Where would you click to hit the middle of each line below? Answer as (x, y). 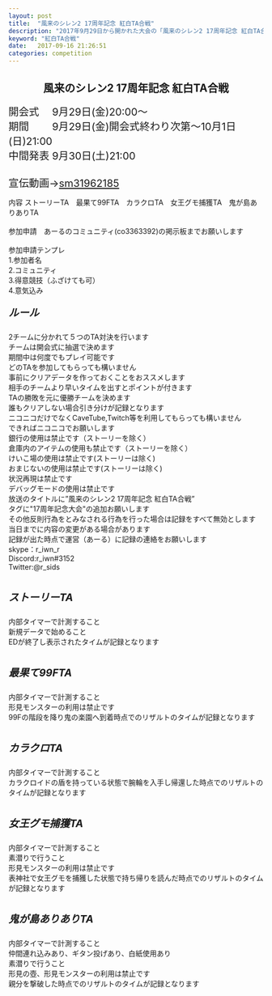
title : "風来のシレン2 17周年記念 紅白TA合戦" (82, 23)
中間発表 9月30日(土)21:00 (72, 156)
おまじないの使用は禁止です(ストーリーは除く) (86, 468)
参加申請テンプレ (37, 250)
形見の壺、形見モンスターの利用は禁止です (79, 973)
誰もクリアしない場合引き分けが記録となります (86, 407)
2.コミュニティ (33, 270)
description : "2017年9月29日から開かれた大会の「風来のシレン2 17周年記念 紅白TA (134, 31)
